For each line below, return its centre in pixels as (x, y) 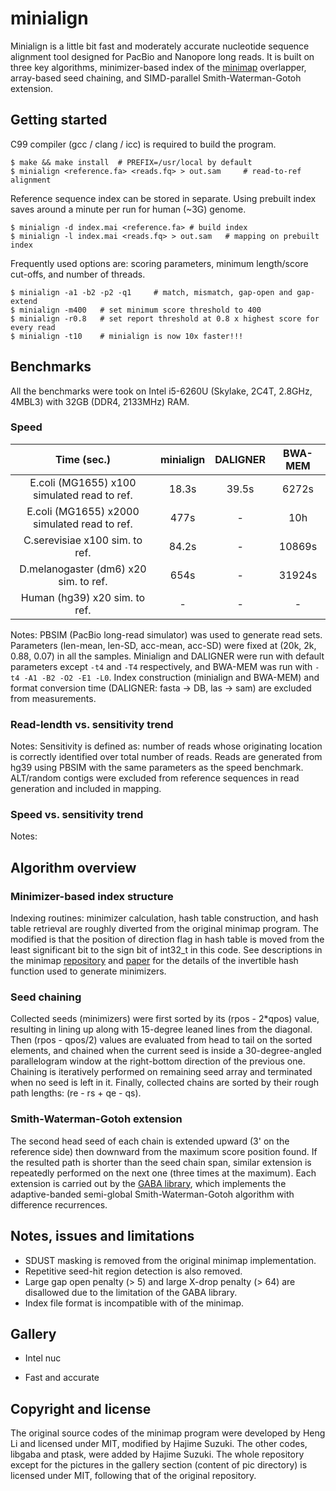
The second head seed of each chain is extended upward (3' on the (150, 1141)
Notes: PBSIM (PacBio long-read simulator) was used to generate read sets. (166, 634)
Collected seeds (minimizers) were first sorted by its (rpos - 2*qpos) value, (165, 1019)
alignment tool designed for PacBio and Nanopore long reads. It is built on (162, 56)
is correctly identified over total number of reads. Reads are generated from (166, 757)
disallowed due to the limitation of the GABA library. (131, 1292)
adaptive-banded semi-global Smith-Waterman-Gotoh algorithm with (152, 1194)
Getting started (59, 120)
